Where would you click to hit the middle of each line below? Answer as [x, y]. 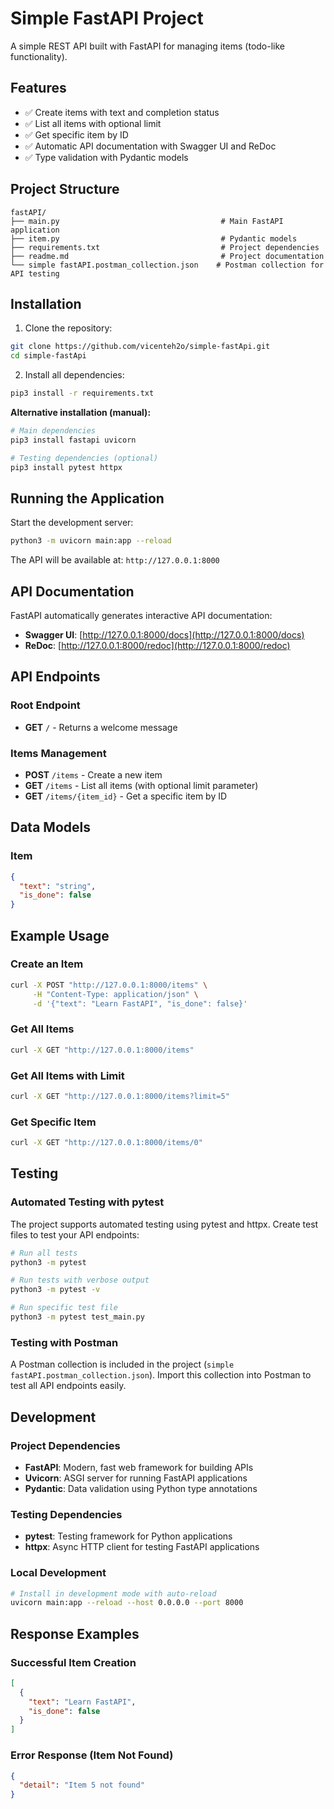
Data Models [50, 827]
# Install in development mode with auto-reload [113, 1593]
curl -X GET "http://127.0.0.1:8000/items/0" [106, 1143]
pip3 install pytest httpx [66, 467]
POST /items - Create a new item [93, 774]
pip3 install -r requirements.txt [82, 393]
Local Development [58, 1573]
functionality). [39, 56]
